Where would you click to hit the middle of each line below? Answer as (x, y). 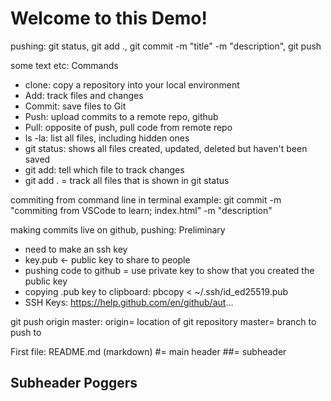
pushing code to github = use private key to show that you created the (169, 270)
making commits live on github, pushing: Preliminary (118, 229)
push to (26, 332)
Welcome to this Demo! (109, 18)
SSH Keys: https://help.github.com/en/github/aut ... (129, 302)
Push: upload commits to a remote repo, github (121, 116)
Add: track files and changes (84, 95)
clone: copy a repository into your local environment (132, 84)
